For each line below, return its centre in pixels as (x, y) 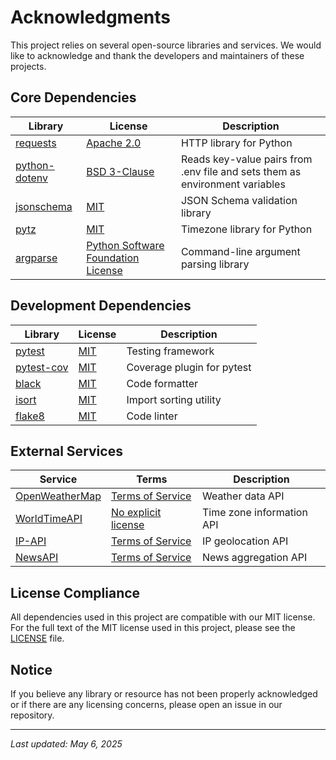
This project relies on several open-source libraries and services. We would (166, 45)
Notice (31, 669)
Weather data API (243, 496)
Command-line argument (240, 251)
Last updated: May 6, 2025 (66, 744)
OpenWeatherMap (58, 496)
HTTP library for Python (236, 143)
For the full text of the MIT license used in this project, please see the (153, 628)
